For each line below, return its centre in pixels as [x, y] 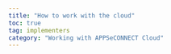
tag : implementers [39, 30]
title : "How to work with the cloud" [72, 15]
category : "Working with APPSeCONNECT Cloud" [86, 38]
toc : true [25, 23]
